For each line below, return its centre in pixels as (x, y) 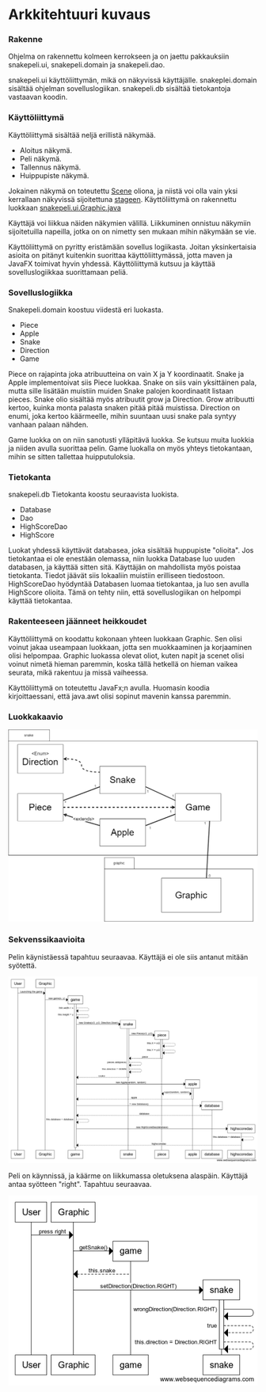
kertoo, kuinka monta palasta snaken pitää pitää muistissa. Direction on (124, 408)
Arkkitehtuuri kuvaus (80, 15)
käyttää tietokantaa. (40, 601)
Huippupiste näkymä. (54, 175)
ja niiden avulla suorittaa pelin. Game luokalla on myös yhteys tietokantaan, (131, 448)
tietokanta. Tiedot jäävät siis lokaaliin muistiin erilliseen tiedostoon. (117, 576)
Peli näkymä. (40, 158)
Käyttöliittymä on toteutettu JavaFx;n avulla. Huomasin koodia (109, 687)
